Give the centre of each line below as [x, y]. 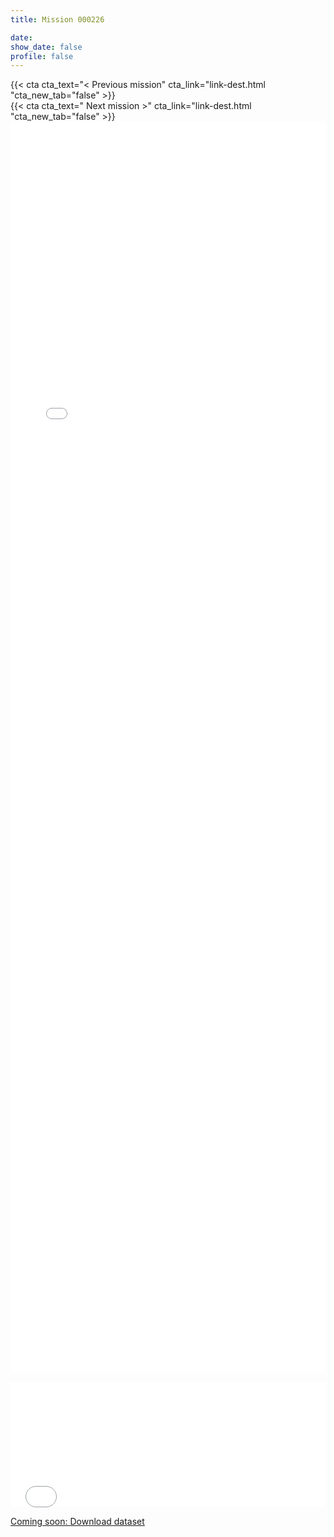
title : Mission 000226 [57, 19]
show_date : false [46, 47]
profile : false [42, 56]
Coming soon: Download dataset [77, 1522]
